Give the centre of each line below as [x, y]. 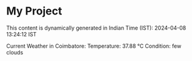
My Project [34, 11]
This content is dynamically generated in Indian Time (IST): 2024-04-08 [96, 28]
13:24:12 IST [22, 34]
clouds [15, 52]
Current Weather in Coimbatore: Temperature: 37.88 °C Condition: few [94, 46]
